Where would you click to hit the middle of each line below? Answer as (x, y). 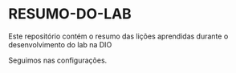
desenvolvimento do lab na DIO (60, 44)
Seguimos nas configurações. (58, 60)
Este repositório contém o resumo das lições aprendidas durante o (118, 36)
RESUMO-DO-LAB (70, 14)
